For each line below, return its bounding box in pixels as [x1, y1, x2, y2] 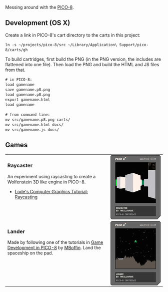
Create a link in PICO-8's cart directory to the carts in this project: [5, 32, 140, 38]
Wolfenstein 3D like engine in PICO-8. [7, 179, 86, 185]
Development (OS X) [5, 19, 70, 27]
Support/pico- [119, 42, 149, 47]
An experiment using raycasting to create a [7, 173, 96, 179]
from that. [5, 67, 26, 73]
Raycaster [7, 162, 33, 169]
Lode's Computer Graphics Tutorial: [14, 188, 88, 194]
